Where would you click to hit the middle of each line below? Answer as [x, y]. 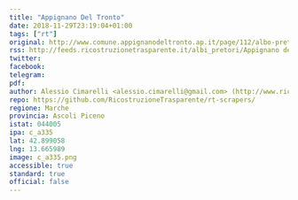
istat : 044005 [35, 125]
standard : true [37, 173]
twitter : [25, 58]
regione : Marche [39, 108]
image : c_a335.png [43, 157]
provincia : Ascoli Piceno [57, 116]
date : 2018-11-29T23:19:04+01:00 [71, 26]
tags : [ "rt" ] [33, 34]
